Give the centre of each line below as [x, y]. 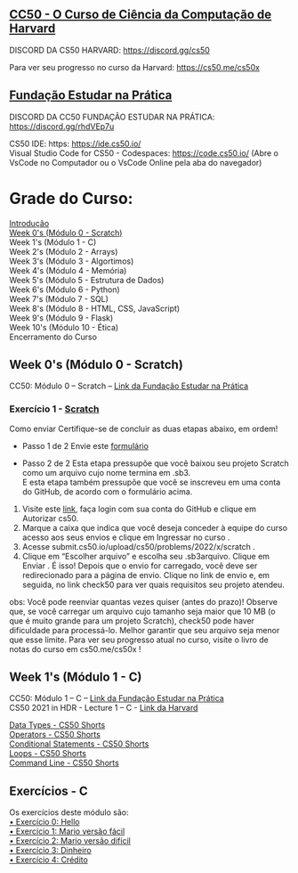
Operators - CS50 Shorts [55, 735]
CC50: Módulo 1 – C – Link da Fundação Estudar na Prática [117, 698]
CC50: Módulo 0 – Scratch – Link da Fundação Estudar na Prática [129, 386]
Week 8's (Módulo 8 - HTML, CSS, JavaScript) [95, 308]
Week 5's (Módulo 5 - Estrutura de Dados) [87, 280]
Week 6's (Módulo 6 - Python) [64, 290]
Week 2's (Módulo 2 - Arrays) [64, 251]
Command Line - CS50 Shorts [64, 763]
